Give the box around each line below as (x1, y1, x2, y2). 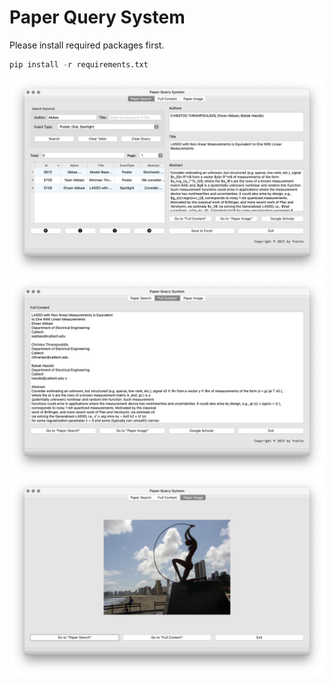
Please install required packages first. (9, 39, 165, 51)
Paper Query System (9, 6, 186, 29)
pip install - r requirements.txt (9, 59, 149, 70)
